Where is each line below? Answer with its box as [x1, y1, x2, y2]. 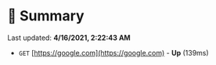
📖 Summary [7, 7, 85, 25]
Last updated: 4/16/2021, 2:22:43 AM [7, 33, 131, 42]
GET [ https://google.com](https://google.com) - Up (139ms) [18, 48, 209, 57]
